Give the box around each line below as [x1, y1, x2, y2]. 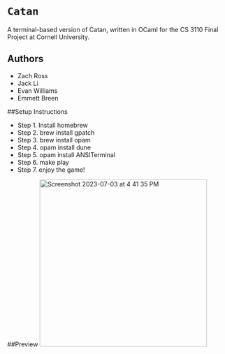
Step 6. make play [17, 158, 70, 166]
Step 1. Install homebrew [17, 121, 89, 129]
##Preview [7, 340, 38, 348]
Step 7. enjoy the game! [17, 165, 85, 174]
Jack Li [17, 79, 38, 87]
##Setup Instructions [7, 107, 68, 116]
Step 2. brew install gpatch [17, 128, 95, 137]
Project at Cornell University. [7, 33, 90, 41]
